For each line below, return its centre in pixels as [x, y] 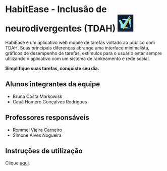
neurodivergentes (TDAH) [61, 28]
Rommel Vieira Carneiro [37, 130]
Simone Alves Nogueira [37, 135]
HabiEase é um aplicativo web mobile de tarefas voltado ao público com [80, 42]
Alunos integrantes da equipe [53, 84]
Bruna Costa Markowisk [37, 96]
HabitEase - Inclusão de [56, 9]
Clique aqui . [18, 163]
